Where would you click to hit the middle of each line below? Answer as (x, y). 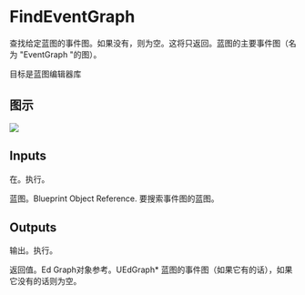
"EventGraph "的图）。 (61, 54)
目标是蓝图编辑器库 (46, 74)
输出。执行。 (33, 250)
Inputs (28, 156)
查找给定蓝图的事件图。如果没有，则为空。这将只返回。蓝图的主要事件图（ (149, 43)
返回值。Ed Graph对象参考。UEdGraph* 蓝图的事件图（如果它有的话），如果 (151, 270)
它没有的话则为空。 (46, 281)
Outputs (33, 227)
